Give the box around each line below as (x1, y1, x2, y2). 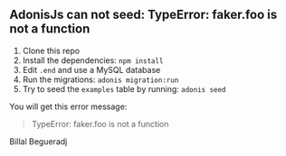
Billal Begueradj (9, 135, 68, 147)
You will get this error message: (9, 101, 128, 112)
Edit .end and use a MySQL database (22, 64, 161, 75)
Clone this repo (22, 45, 80, 56)
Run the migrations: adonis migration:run (22, 74, 179, 85)
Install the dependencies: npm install (22, 54, 164, 66)
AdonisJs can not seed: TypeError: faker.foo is (9, 7, 278, 23)
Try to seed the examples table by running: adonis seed (22, 83, 226, 94)
